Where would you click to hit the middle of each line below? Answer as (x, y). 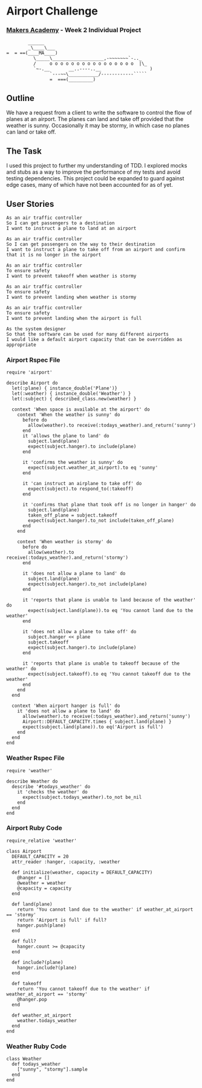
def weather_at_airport (41, 1015)
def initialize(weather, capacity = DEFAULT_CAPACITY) (82, 872)
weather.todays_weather (47, 1020)
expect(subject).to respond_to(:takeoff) (81, 489)
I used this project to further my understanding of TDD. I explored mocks (97, 166)
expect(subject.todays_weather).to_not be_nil (82, 797)
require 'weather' (29, 770)
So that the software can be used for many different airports (88, 334)
